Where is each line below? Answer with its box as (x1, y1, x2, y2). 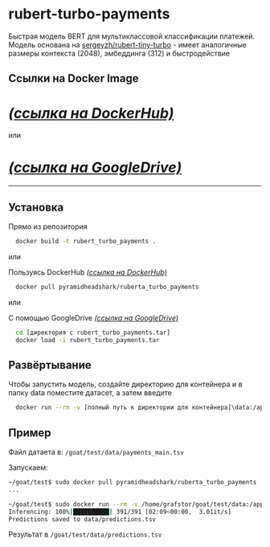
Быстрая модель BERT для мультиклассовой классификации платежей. (8, 31, 256, 41)
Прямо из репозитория (8, 222, 88, 231)
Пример (8, 426, 51, 439)
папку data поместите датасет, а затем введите (8, 388, 173, 398)
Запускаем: (8, 463, 48, 472)
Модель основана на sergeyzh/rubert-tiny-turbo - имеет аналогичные (8, 39, 247, 49)
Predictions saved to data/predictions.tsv (8, 515, 157, 523)
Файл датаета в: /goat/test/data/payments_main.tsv (8, 447, 185, 457)
